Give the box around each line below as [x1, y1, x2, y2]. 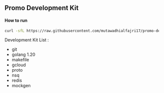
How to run [4, 17, 28, 23]
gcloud [11, 62, 26, 68]
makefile [11, 57, 29, 63]
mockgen [11, 83, 31, 89]
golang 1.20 [11, 52, 35, 57]
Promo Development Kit [4, 4, 79, 12]
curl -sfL [4, 28, 25, 33]
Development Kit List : [4, 37, 49, 43]
